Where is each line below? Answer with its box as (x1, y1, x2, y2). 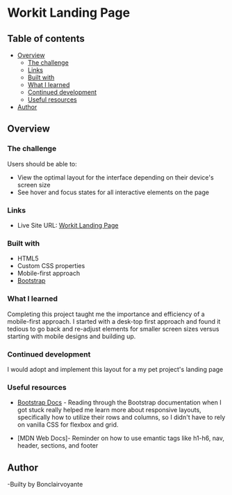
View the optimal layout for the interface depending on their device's (17, 173, 214, 182)
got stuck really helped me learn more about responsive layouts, (17, 406, 201, 414)
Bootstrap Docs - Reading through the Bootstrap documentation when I (17, 398, 222, 407)
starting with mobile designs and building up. (7, 332, 136, 340)
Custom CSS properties (17, 262, 85, 270)
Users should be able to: (7, 159, 78, 168)
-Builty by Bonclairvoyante (7, 480, 83, 488)
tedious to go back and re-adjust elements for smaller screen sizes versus (7, 324, 219, 333)
